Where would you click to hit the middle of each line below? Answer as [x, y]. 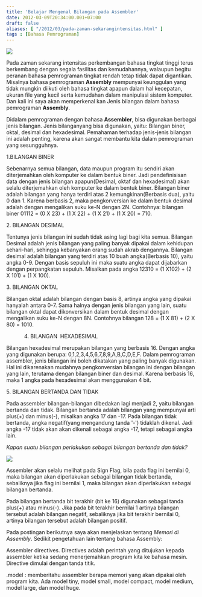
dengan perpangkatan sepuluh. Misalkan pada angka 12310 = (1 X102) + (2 [99, 269]
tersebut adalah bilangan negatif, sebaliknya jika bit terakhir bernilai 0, [93, 514]
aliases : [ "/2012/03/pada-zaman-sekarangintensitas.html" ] [85, 29]
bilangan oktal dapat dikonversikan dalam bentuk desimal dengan [87, 312]
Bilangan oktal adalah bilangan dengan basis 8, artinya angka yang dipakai [99, 299]
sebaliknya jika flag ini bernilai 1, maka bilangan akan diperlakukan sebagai [99, 483]
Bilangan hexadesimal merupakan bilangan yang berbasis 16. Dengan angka [101, 348]
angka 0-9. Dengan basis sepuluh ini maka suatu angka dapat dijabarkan [97, 263]
